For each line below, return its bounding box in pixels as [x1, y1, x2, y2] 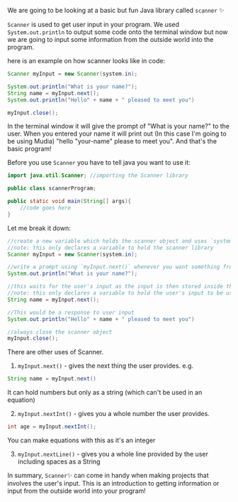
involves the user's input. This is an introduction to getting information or [7, 479, 220, 487]
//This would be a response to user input [7, 309, 135, 316]
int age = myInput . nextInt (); [7, 423, 97, 430]
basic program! [7, 145, 52, 153]
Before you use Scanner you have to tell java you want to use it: [7, 158, 191, 167]
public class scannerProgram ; [7, 185, 97, 192]
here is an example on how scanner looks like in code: [7, 57, 165, 65]
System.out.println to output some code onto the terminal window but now [7, 28, 228, 36]
